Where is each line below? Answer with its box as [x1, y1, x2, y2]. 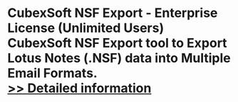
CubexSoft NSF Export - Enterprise [7, 5, 218, 21]
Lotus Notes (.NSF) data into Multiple [7, 50, 231, 67]
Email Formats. [7, 65, 98, 81]
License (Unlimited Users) [7, 20, 165, 36]
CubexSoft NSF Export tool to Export [7, 35, 227, 51]
